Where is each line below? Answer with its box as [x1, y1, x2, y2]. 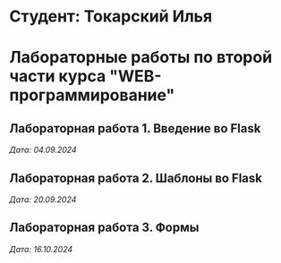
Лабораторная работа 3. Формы [9, 220, 200, 235]
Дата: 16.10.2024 [9, 243, 73, 254]
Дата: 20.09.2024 [9, 194, 77, 205]
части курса [9, 66, 106, 87]
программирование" [9, 85, 175, 106]
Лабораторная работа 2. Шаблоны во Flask [9, 170, 262, 185]
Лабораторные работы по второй [9, 47, 273, 68]
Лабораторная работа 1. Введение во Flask [9, 121, 261, 136]
